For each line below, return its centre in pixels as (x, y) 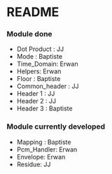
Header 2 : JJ (36, 101)
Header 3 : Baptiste (44, 108)
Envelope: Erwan (41, 157)
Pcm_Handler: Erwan (47, 149)
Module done (30, 34)
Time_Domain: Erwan (47, 64)
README (33, 12)
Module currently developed (56, 126)
